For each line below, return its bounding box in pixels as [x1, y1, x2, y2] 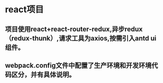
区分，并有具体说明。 [11, 70, 75, 79]
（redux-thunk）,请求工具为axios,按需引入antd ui [5, 34, 157, 42]
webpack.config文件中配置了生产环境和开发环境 [5, 61, 152, 69]
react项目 [5, 4, 44, 15]
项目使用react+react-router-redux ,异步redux [5, 25, 143, 33]
